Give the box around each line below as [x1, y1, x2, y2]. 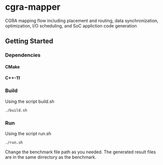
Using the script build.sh [5, 98, 55, 104]
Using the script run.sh [5, 130, 52, 136]
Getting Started [5, 37, 54, 46]
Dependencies [5, 52, 41, 59]
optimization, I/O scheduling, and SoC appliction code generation [5, 23, 137, 28]
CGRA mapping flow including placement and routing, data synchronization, [5, 18, 159, 24]
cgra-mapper [5, 1, 60, 13]
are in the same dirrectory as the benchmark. [5, 154, 97, 160]
